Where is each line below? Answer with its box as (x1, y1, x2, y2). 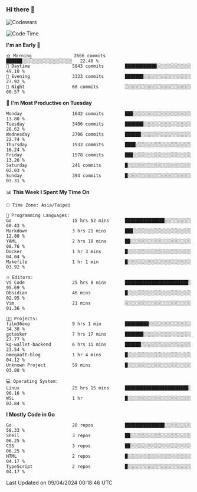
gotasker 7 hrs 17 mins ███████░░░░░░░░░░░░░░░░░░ (6, 332, 192, 337)
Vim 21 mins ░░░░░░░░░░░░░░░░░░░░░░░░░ (6, 300, 192, 306)
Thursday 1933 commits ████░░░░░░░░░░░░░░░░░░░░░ (6, 142, 192, 148)
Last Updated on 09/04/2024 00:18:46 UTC (6, 479, 113, 486)
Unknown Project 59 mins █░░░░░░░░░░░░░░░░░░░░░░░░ (6, 362, 192, 368)
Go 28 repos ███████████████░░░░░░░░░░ (6, 422, 192, 428)
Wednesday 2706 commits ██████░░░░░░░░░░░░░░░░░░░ (6, 132, 192, 137)
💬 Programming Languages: (6, 212, 70, 219)
